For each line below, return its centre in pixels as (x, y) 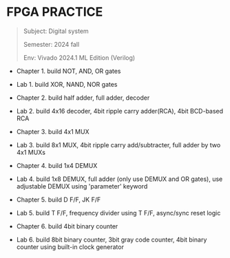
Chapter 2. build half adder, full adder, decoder (83, 98)
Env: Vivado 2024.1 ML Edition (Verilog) (79, 57)
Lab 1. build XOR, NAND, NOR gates (67, 84)
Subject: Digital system (56, 31)
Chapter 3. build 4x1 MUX (53, 131)
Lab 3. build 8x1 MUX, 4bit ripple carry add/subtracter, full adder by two (118, 144)
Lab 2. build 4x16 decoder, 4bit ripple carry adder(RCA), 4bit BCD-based (120, 111)
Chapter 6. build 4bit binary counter (67, 226)
